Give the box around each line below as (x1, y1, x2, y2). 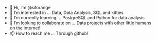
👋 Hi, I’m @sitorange (9, 5, 51, 10)
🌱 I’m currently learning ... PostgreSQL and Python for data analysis (9, 15, 145, 20)
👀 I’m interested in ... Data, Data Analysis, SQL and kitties (9, 10, 124, 15)
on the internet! (9, 25, 41, 31)
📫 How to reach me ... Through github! (9, 30, 88, 36)
